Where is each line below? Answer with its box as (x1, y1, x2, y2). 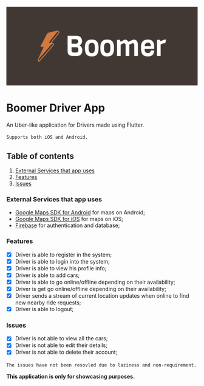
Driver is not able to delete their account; (15, 348, 118, 356)
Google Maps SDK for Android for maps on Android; (15, 209, 146, 216)
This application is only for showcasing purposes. (6, 373, 135, 380)
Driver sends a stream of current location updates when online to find (15, 292, 189, 299)
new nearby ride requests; (15, 299, 81, 306)
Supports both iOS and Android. (6, 135, 88, 141)
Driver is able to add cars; (15, 272, 80, 279)
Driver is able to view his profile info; (15, 264, 107, 272)
